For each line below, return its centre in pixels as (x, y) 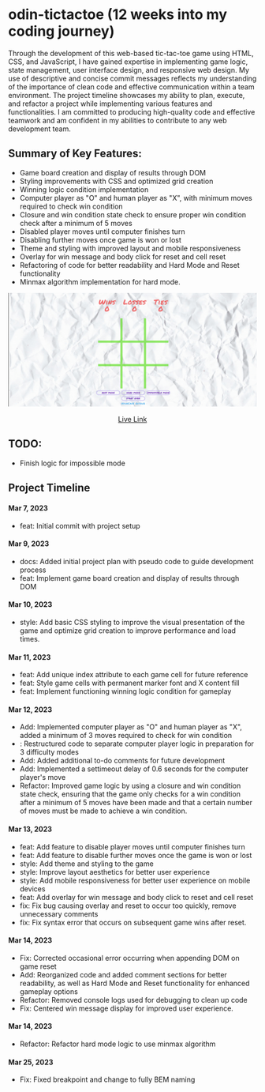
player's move (43, 778)
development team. (39, 129)
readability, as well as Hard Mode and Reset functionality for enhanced (134, 983)
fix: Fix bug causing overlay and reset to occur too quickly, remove (128, 906)
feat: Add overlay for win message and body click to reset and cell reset (136, 897)
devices (32, 889)
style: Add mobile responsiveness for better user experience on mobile (135, 880)
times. (30, 638)
